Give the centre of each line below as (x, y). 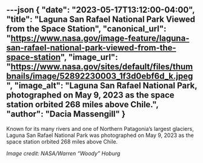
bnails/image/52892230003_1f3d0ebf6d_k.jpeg (100, 76)
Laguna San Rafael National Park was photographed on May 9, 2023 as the (100, 135)
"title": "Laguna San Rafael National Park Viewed (101, 20)
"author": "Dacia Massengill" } (66, 114)
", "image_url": (89, 57)
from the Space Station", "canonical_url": (86, 29)
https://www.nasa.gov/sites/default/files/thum (102, 67)
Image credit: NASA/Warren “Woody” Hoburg (63, 153)
